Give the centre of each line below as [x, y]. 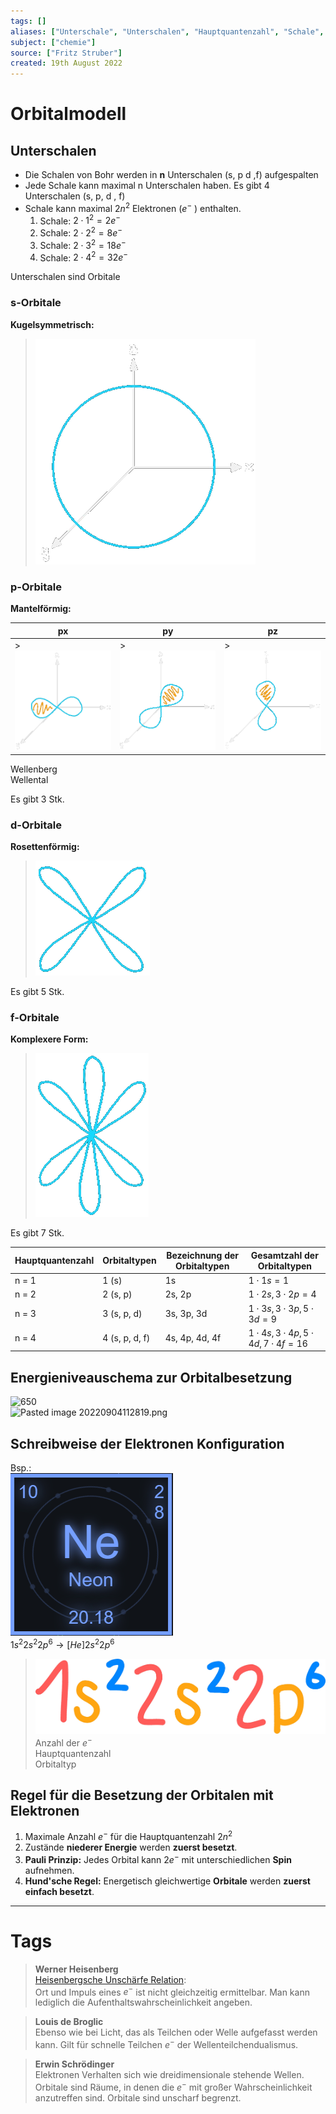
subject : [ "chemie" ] [53, 42]
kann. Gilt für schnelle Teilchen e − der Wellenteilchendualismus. [166, 2043]
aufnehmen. [49, 1870]
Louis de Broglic [69, 2022]
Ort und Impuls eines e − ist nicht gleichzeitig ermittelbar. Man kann [172, 1991]
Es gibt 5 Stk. [37, 992]
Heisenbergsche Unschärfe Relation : [110, 1979]
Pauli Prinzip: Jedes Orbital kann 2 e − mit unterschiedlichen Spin [158, 1858]
